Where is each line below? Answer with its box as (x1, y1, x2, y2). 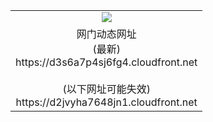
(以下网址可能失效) (62, 82, 151, 96)
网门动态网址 (76, 27, 137, 41)
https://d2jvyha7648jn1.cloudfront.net (15, 95, 198, 109)
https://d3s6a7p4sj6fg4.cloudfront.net (15, 55, 198, 69)
